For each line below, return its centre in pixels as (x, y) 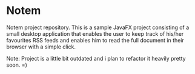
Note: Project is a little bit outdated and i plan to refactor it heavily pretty (96, 58)
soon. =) (17, 65)
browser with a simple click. (41, 47)
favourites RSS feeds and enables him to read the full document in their (95, 40)
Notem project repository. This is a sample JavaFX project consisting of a (98, 27)
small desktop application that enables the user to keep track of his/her (95, 33)
